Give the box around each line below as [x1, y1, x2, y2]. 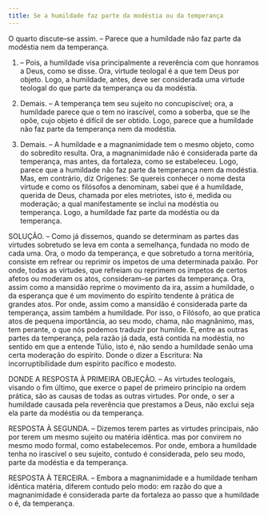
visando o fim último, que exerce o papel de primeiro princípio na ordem [8, 383, 246, 392]
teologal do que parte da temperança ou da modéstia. [19, 83, 198, 93]
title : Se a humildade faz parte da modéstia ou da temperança [8, 11, 224, 20]
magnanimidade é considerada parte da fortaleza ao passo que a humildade [8, 490, 260, 499]
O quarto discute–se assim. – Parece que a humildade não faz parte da [8, 34, 242, 43]
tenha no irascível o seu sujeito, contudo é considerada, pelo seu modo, [8, 449, 246, 458]
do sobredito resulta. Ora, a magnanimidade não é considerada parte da [19, 148, 258, 157]
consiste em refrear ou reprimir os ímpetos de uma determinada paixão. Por [8, 256, 258, 266]
